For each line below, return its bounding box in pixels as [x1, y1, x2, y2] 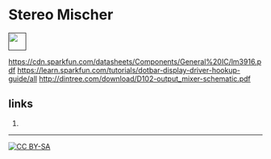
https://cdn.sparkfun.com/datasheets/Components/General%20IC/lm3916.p [8, 56, 262, 66]
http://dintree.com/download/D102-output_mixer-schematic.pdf [39, 74, 252, 84]
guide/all [8, 74, 38, 84]
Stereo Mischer [8, 6, 114, 24]
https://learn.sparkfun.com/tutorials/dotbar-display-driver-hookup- [17, 65, 240, 75]
